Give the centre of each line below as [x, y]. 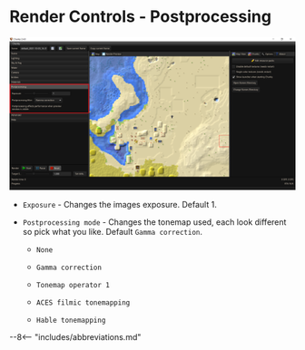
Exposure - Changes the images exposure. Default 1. [120, 205]
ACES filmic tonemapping [83, 303]
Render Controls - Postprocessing [141, 17]
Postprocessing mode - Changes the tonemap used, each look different [154, 222]
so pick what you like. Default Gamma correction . [112, 232]
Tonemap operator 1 [73, 286]
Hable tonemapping [71, 321]
